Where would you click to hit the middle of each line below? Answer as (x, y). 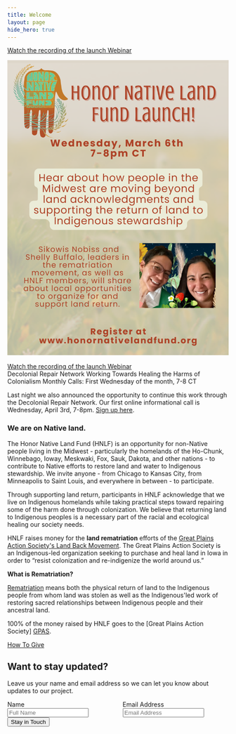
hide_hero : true (31, 30)
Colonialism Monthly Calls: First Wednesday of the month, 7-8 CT (102, 381)
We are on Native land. (47, 428)
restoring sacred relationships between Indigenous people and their (105, 602)
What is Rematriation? (40, 574)
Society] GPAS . (29, 631)
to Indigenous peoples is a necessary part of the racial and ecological (108, 517)
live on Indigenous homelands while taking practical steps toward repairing (116, 502)
